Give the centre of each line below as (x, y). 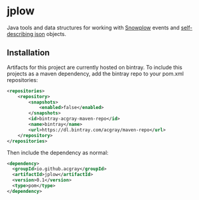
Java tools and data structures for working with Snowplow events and (93, 28)
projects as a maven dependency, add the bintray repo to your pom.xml (95, 74)
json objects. (51, 34)
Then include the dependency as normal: (58, 152)
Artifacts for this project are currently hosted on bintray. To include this (95, 67)
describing (20, 34)
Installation (28, 53)
